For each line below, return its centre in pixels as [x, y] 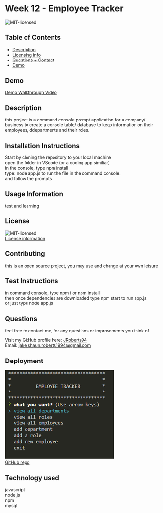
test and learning [22, 206]
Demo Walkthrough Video [31, 92]
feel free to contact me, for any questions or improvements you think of [77, 331]
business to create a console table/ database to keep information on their [79, 125]
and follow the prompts [28, 179]
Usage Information [34, 194]
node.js [13, 495]
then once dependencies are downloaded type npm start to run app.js [76, 298]
